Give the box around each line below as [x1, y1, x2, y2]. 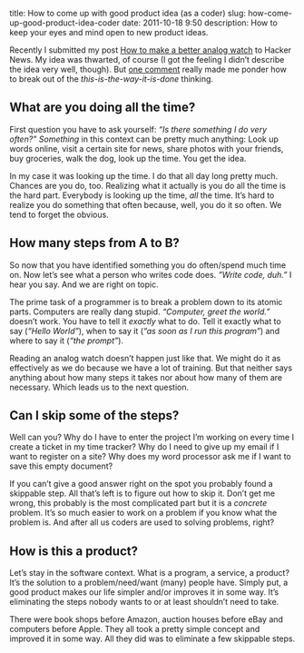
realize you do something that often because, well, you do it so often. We [9, 199, 282, 210]
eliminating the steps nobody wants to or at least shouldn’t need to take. [9, 597, 279, 608]
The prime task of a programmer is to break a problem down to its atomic [9, 296, 283, 307]
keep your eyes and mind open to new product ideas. [9, 27, 209, 37]
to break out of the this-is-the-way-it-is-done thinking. [9, 74, 214, 84]
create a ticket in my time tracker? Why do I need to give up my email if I [9, 441, 279, 452]
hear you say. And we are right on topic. [9, 279, 159, 290]
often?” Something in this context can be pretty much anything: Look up [9, 134, 279, 144]
